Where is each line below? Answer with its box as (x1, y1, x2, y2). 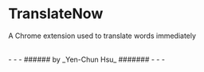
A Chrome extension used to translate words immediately (8, 31, 197, 40)
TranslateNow (8, 5, 104, 23)
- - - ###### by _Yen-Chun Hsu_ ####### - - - (8, 55, 166, 64)
